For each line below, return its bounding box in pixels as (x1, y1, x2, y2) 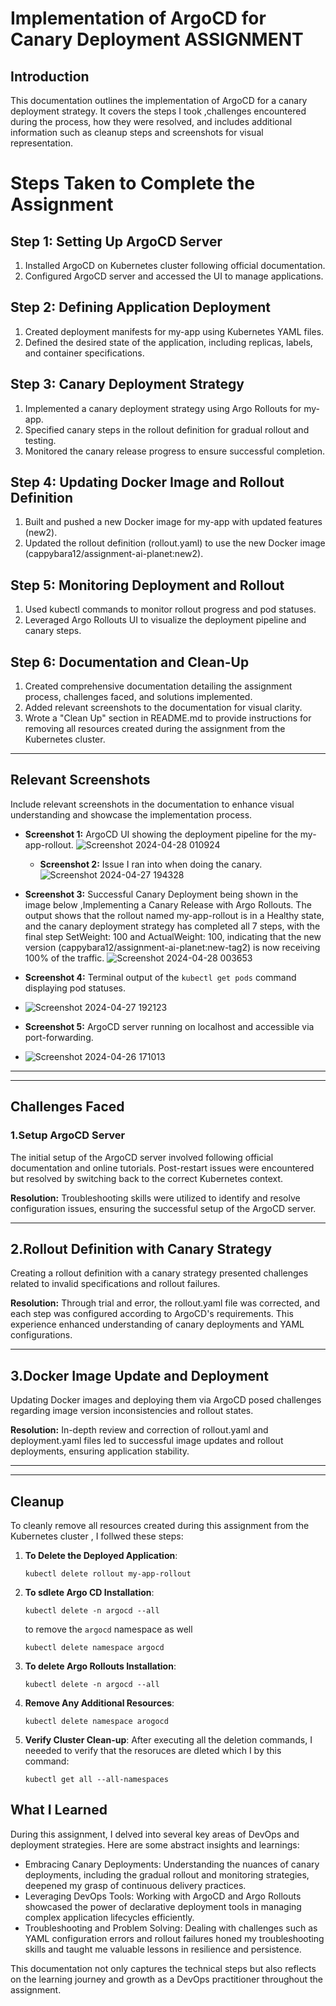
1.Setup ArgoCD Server (10, 1128, 126, 1142)
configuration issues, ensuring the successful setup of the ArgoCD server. (10, 1202, 317, 1214)
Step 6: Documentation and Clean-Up (10, 653, 250, 671)
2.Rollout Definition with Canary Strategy (10, 1240, 273, 1257)
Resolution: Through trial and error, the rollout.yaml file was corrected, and (10, 1297, 320, 1309)
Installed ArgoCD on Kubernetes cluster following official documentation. (24, 260, 326, 271)
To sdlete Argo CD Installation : (24, 1587, 155, 1598)
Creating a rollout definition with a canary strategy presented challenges (10, 1267, 309, 1279)
